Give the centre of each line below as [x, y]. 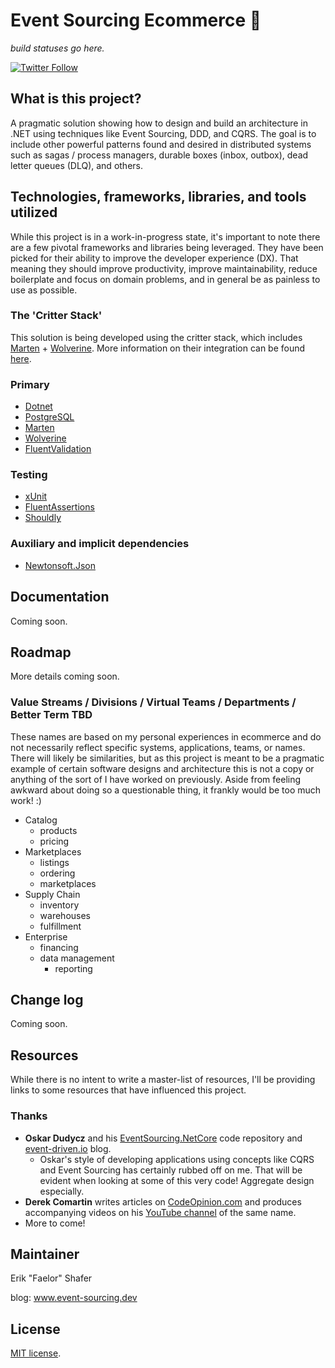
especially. [62, 1191]
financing [59, 947]
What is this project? [76, 99]
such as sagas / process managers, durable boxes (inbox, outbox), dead [159, 155]
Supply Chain [52, 894]
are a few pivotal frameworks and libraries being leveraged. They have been [167, 247]
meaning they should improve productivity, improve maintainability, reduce [164, 268]
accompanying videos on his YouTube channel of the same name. [160, 1212]
